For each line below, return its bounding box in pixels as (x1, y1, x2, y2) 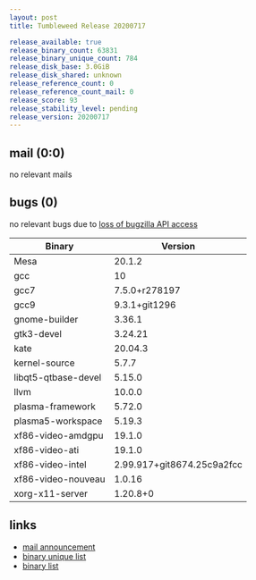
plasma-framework (13, 399, 96, 412)
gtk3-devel (13, 327, 63, 340)
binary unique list (21, 551, 87, 561)
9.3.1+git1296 (114, 298, 176, 311)
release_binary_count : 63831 (9, 46, 118, 55)
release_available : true (9, 38, 102, 46)
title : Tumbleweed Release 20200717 (9, 21, 146, 30)
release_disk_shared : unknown (9, 71, 123, 80)
